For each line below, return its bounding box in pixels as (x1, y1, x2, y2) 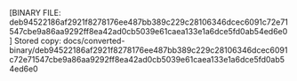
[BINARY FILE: (9, 8, 61, 18)
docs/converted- (63, 35, 125, 46)
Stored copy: (14, 35, 62, 46)
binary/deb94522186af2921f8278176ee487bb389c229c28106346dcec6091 (9, 45, 288, 55)
